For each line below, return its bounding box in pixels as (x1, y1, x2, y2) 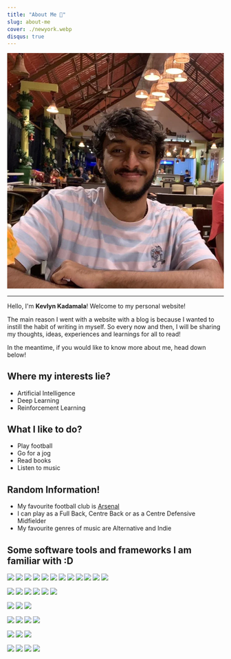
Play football (16, 442, 53, 450)
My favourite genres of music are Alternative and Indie (16, 524, 172, 533)
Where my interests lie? (7, 371, 111, 382)
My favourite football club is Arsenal (16, 502, 120, 511)
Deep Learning (16, 396, 60, 404)
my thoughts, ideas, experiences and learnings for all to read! (7, 330, 181, 338)
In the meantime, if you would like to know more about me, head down (7, 343, 206, 351)
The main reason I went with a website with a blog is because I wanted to (7, 315, 214, 324)
